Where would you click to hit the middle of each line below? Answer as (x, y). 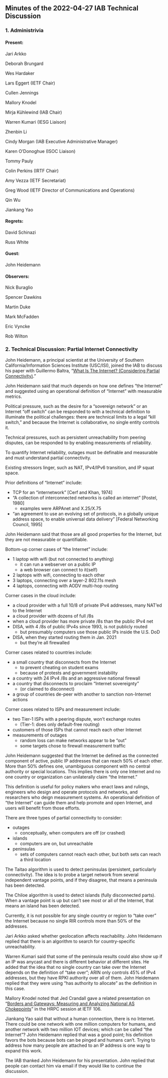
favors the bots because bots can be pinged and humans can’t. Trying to (80, 1040)
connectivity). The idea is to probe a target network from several (72, 875)
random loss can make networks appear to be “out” (73, 740)
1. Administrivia (25, 31)
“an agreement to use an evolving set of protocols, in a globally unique (86, 514)
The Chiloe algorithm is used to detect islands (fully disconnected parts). (80, 895)
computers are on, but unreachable (56, 844)
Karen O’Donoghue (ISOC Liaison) (40, 151)
